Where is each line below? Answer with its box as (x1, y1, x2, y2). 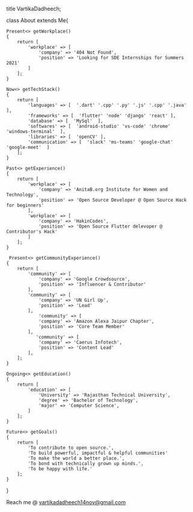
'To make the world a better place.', (28, 455, 125, 461)
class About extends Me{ (6, 17, 69, 23)
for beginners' (6, 202, 44, 208)
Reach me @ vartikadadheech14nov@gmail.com (6, 499, 126, 505)
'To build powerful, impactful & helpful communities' (28, 450, 168, 456)
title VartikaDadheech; (6, 5, 61, 12)
